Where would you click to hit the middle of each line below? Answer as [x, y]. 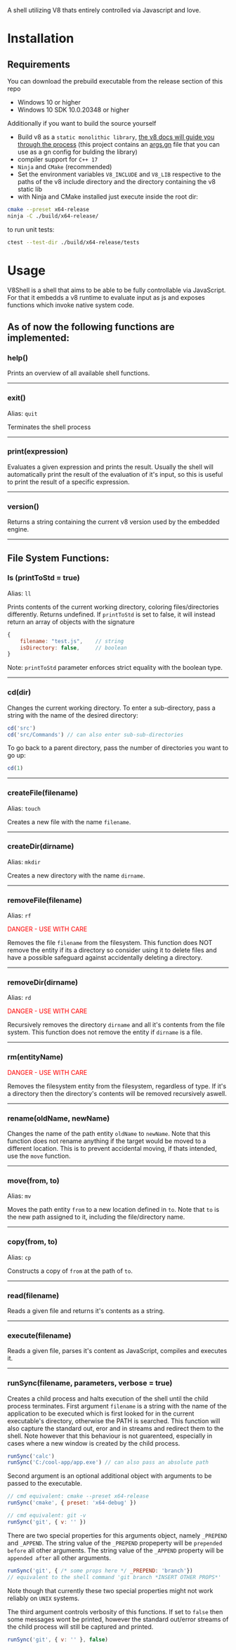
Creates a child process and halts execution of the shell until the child [108, 1398]
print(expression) [38, 451]
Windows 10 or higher [49, 102]
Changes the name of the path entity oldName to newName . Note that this [109, 1134]
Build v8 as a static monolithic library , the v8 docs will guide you [116, 137]
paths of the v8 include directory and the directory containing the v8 [117, 181]
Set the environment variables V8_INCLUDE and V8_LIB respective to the [119, 174]
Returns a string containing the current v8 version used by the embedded [113, 522]
